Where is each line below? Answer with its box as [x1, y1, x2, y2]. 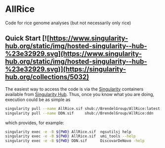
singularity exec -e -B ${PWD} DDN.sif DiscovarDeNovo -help [5, 139, 145, 144]
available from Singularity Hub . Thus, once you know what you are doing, [5, 91, 155, 97]
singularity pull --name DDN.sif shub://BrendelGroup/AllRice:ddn [5, 110, 154, 116]
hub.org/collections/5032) [5, 73, 89, 81]
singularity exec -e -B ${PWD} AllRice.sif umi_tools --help [5, 134, 136, 139]
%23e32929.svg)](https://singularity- [5, 65, 126, 74]
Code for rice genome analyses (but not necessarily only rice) [5, 20, 131, 26]
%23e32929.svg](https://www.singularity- [5, 49, 142, 58]
